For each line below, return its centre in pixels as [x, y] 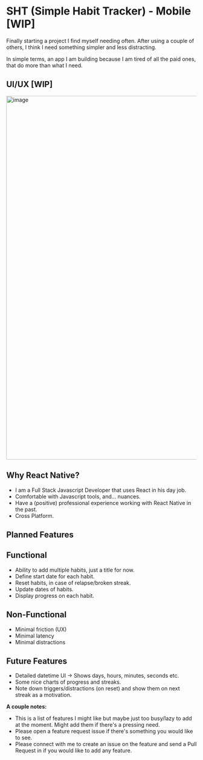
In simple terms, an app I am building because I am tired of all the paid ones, [101, 59]
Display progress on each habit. [55, 595]
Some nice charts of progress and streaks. [68, 682]
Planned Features [40, 534]
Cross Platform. [34, 515]
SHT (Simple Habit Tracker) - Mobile [99, 11]
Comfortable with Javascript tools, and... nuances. [78, 496]
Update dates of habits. [44, 589]
